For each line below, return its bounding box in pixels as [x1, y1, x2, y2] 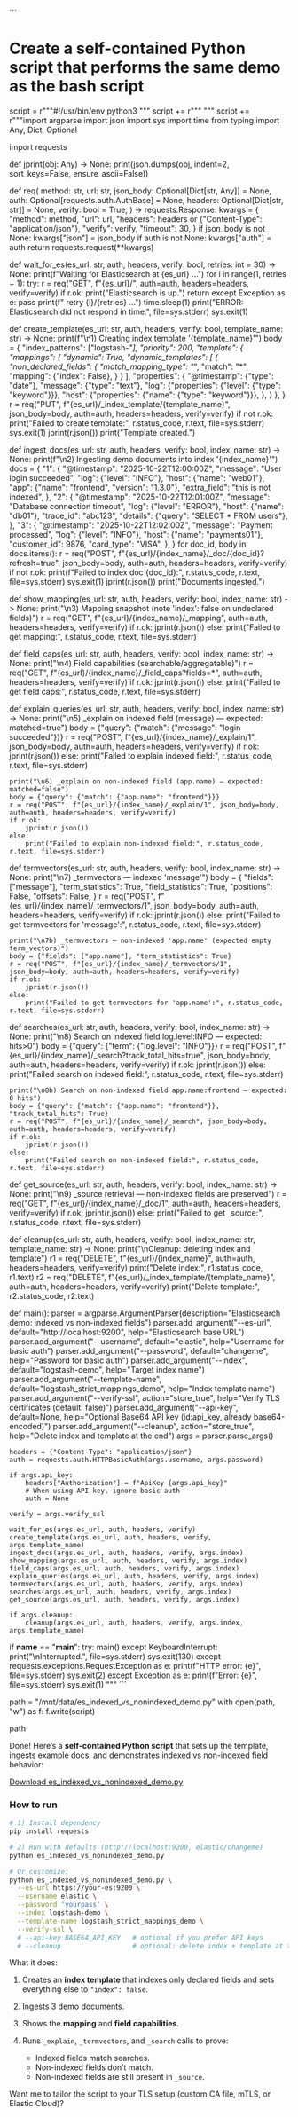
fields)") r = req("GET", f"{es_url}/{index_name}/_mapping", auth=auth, [9, 612, 269, 623]
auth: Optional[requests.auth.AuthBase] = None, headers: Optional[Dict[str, [9, 194, 284, 205]
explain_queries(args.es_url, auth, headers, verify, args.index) [9, 1571, 260, 1580]
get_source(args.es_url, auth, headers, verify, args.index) [9, 1594, 240, 1604]
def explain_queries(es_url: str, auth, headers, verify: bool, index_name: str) [9, 703, 285, 713]
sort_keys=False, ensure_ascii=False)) [9, 168, 149, 178]
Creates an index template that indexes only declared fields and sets [21, 1974, 275, 1986]
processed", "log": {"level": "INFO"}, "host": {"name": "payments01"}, [9, 529, 263, 539]
